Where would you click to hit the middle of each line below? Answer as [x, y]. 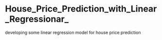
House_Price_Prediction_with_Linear [81, 9]
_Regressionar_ [37, 19]
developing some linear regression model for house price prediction [73, 32]
